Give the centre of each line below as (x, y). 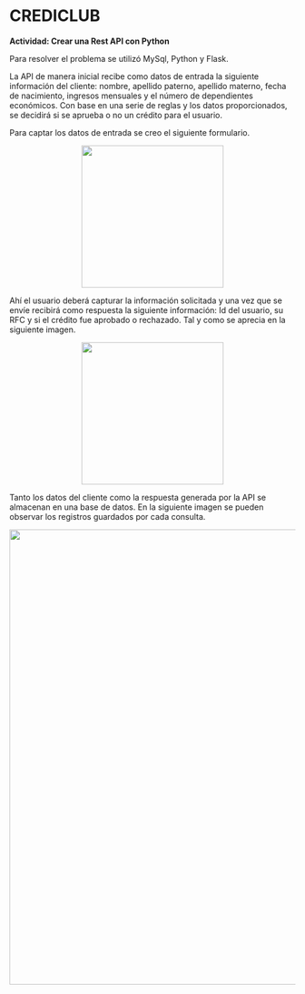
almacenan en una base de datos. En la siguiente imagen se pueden (137, 507)
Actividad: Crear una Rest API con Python (89, 41)
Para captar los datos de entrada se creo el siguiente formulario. (130, 132)
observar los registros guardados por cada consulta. (108, 516)
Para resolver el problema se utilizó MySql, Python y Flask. (119, 58)
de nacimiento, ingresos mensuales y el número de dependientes (132, 96)
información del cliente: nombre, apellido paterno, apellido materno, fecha (148, 86)
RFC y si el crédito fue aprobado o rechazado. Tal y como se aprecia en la (148, 319)
